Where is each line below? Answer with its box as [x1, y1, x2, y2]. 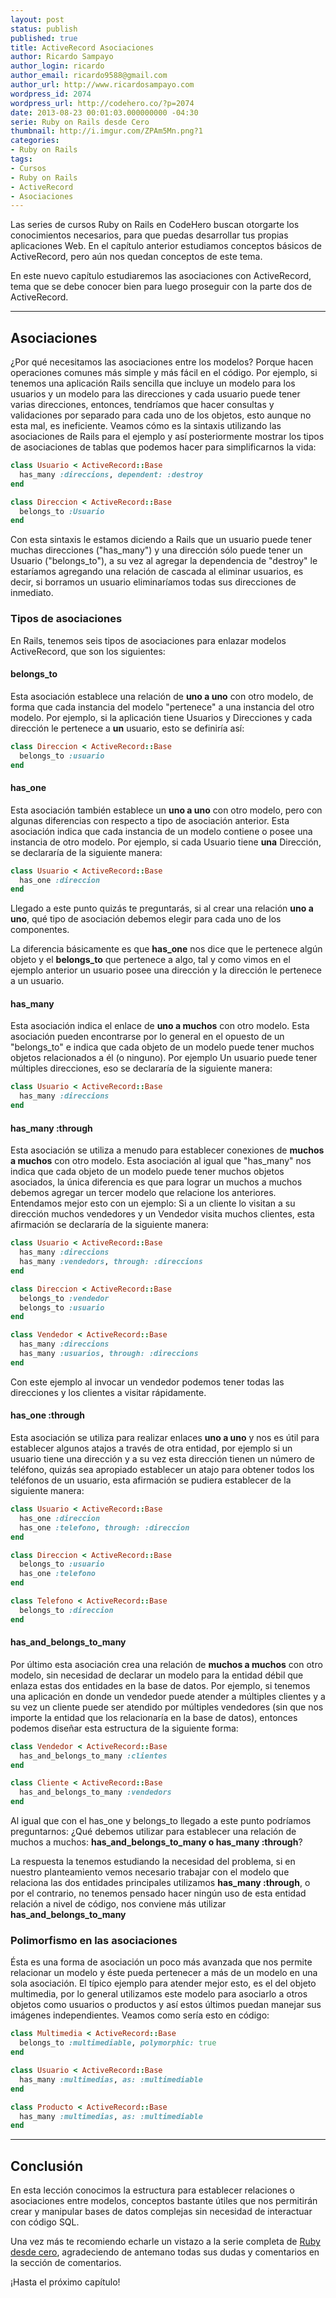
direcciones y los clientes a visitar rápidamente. [10, 1386, 207, 1398]
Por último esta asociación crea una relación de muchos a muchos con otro [10, 1658, 323, 1670]
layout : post [10, 14, 65, 25]
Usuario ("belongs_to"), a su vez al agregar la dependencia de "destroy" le [10, 555, 318, 567]
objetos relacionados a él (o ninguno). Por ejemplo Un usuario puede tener [10, 1052, 318, 1064]
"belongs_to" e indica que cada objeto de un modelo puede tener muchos [10, 1041, 315, 1053]
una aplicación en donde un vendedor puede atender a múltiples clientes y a [10, 1690, 326, 1702]
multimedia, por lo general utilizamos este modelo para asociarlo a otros [10, 1988, 308, 2000]
